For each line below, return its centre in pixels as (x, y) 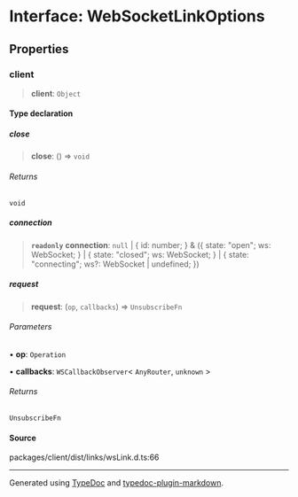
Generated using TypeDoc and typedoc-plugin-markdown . (117, 483)
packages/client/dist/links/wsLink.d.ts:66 (84, 457)
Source (23, 438)
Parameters (31, 327)
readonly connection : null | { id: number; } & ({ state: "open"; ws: (151, 245)
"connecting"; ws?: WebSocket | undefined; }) (115, 264)
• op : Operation (38, 354)
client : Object (56, 93)
